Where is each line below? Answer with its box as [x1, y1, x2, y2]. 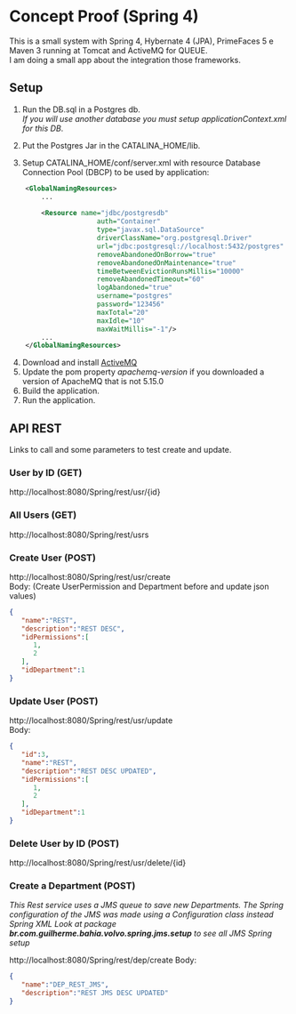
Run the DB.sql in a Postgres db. [21, 104, 140, 115]
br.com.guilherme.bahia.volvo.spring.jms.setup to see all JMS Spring [9, 928, 273, 939]
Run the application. [21, 395, 96, 406]
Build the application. [21, 385, 100, 397]
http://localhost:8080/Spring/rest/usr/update [9, 715, 173, 726]
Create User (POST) [9, 551, 96, 564]
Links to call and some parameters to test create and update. [9, 445, 232, 455]
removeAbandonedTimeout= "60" [96, 275, 204, 284]
